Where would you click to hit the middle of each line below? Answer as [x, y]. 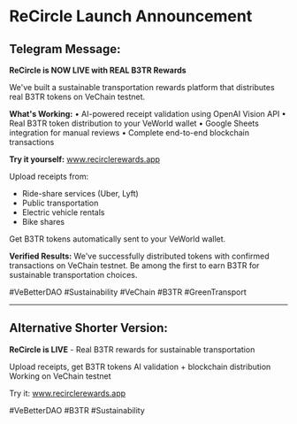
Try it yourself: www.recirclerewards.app [85, 159]
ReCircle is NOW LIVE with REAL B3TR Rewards [98, 70]
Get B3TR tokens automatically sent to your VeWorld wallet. [118, 239]
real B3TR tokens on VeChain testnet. [77, 96]
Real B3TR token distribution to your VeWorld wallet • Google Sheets [134, 123]
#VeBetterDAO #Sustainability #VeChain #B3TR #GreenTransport [128, 292]
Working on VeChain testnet [61, 376]
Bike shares [43, 222]
